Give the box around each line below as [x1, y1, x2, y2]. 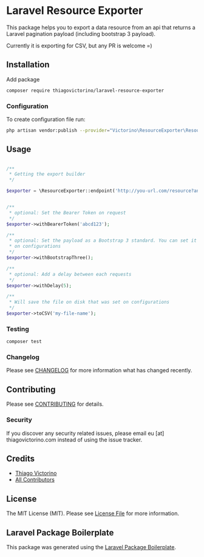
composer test [6, 338, 42, 345]
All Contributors [15, 476, 55, 484]
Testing [6, 324, 29, 333]
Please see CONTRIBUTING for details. [6, 400, 104, 408]
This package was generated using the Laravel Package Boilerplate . [6, 544, 177, 550]
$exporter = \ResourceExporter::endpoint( [6, 188, 115, 194]
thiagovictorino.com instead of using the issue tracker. [6, 436, 143, 443]
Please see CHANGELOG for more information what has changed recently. [6, 367, 192, 374]
